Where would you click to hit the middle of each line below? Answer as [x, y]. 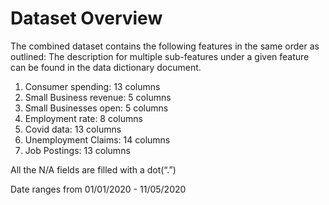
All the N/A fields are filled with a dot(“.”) [93, 169]
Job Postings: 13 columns [77, 150]
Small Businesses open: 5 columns [96, 108]
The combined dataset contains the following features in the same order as [165, 46]
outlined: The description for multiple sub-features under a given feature [160, 56]
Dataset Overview [86, 18]
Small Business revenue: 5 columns [98, 97]
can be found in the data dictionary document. [106, 67]
